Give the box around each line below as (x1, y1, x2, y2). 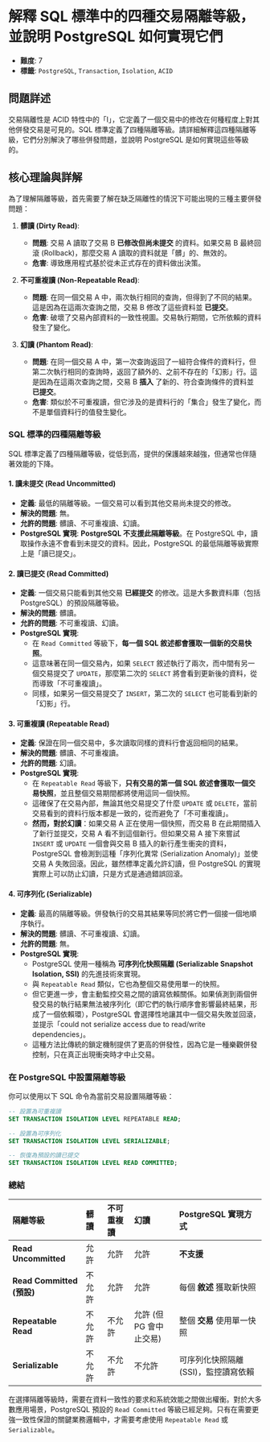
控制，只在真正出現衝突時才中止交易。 (31, 1049, 159, 1059)
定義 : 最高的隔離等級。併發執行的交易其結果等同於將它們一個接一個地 (19, 908, 250, 918)
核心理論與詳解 (8, 171, 83, 184)
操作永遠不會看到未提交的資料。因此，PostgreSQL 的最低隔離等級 (27, 539, 245, 549)
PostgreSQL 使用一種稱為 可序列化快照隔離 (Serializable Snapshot (31, 959, 253, 968)
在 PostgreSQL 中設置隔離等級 (8, 1071, 126, 1083)
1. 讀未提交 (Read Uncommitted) (8, 479, 117, 488)
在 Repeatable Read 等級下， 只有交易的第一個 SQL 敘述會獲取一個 (31, 778, 249, 788)
